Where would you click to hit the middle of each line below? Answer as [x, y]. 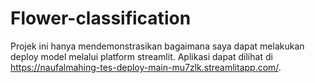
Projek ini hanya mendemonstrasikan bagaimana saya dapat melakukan [157, 46]
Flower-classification [101, 18]
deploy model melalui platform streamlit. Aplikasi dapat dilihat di [141, 56]
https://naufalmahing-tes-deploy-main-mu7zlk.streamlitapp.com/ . [146, 67]
